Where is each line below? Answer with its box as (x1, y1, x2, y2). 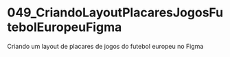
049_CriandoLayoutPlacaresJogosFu (7, 5, 224, 21)
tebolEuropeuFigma (7, 19, 122, 35)
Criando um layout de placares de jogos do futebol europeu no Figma (7, 42, 204, 50)
